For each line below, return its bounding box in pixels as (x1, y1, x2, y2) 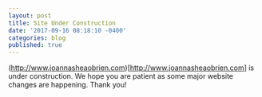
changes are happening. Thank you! (8, 80, 127, 90)
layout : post (8, 11, 52, 20)
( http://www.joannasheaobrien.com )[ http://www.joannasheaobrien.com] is (8, 63, 254, 72)
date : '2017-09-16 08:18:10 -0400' (8, 26, 127, 34)
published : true (8, 41, 62, 49)
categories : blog (8, 33, 66, 42)
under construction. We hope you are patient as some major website (8, 72, 234, 81)
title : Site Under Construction (8, 19, 116, 27)
